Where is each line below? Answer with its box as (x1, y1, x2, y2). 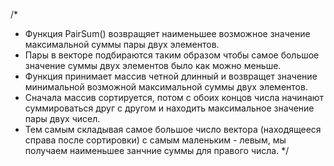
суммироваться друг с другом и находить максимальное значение (24, 102, 315, 114)
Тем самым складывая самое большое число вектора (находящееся (24, 124, 322, 135)
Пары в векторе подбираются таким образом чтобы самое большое (24, 49, 320, 61)
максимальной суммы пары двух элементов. (24, 39, 220, 50)
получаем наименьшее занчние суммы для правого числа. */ (24, 145, 290, 156)
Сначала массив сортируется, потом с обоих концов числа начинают (24, 92, 325, 103)
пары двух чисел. (24, 113, 101, 124)
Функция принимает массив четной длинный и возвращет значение (24, 70, 318, 82)
